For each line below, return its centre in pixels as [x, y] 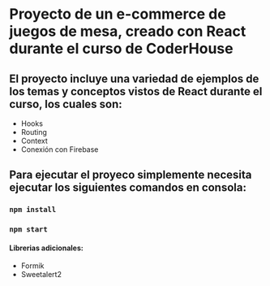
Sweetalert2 [41, 275]
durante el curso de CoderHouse [121, 49]
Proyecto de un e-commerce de [118, 14]
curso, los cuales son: [66, 104]
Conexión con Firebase [60, 149]
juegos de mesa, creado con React [128, 31]
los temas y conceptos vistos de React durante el [136, 91]
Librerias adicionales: [46, 248]
